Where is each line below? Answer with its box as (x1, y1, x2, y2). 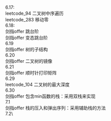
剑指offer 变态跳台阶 (5, 35, 48, 41)
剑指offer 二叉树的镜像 (5, 58, 52, 64)
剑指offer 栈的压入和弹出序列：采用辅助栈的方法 (5, 105, 106, 111)
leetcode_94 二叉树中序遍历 (5, 10, 64, 16)
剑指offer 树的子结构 (5, 47, 48, 52)
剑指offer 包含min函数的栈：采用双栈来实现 (5, 93, 96, 99)
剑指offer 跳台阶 (5, 28, 39, 34)
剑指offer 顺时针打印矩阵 (5, 70, 57, 75)
